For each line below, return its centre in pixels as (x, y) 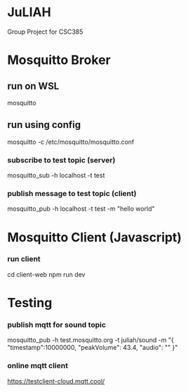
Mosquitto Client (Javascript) (95, 237)
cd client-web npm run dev (46, 274)
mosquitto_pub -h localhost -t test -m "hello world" (81, 209)
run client (24, 259)
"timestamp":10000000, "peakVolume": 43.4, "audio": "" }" (93, 348)
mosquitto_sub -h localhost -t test (56, 176)
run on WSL (33, 86)
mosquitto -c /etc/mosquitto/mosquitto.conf (71, 142)
